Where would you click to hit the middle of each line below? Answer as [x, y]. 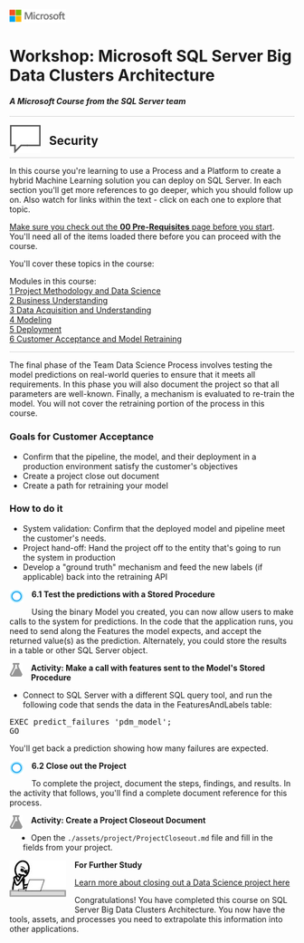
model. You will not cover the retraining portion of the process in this [137, 404]
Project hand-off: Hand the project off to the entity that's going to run [152, 547]
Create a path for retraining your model [95, 486]
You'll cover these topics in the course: [82, 264]
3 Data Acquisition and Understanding [81, 310]
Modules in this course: [53, 282]
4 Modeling [31, 320]
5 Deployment [35, 330]
